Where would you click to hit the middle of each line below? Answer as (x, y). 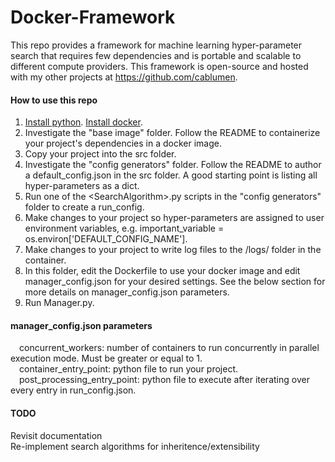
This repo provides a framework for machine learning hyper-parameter (156, 45)
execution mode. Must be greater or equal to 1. (106, 358)
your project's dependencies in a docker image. (123, 143)
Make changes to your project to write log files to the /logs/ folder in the (173, 250)
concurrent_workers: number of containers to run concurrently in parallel (169, 348)
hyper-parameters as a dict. (82, 186)
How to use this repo (54, 100)
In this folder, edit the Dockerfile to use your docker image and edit (162, 271)
